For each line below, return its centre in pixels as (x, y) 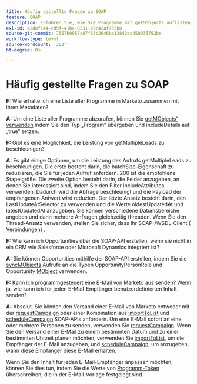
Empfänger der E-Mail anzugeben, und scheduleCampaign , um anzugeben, (98, 344)
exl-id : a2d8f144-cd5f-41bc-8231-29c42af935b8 (64, 28)
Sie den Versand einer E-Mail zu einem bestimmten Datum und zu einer (93, 331)
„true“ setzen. (23, 131)
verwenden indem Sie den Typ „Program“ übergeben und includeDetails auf (98, 125)
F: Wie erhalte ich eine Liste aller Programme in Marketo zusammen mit (93, 100)
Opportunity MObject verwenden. (47, 271)
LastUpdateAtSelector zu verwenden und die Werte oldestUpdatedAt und (95, 204)
